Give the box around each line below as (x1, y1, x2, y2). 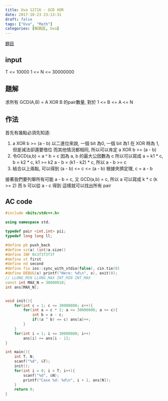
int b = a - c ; (32, 312, 64, 317)
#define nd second (5, 261, 44, 266)
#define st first (5, 256, 42, 262)
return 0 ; (14, 387, 35, 392)
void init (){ (5, 298, 33, 303)
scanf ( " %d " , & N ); (23, 373, 59, 378)
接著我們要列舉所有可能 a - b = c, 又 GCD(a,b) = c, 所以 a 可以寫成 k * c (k (5, 176, 158, 182)
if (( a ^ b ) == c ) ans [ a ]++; (32, 317, 91, 322)
